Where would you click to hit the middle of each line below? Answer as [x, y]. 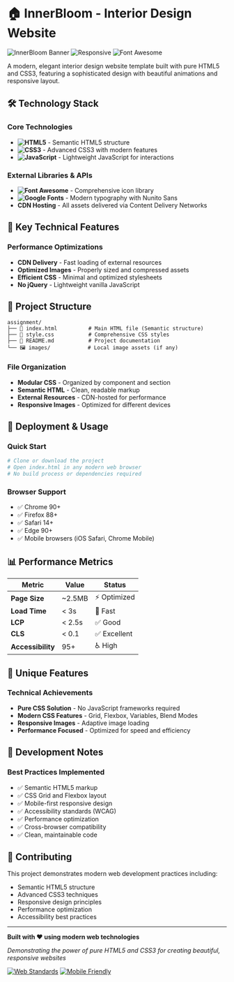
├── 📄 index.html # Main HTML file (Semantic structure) [106, 329]
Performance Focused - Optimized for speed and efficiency [104, 730]
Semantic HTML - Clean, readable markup [79, 390]
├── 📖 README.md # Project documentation [84, 341]
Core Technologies [40, 127]
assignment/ [24, 323]
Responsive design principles [60, 902]
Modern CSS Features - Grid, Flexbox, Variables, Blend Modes [108, 715]
